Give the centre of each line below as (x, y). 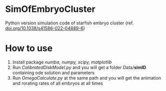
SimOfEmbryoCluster (50, 9)
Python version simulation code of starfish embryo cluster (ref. (70, 23)
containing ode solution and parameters (53, 73)
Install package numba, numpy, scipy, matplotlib (62, 62)
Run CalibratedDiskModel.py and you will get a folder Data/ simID (79, 67)
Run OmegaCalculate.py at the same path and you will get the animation (86, 78)
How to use (29, 48)
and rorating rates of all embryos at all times (58, 83)
